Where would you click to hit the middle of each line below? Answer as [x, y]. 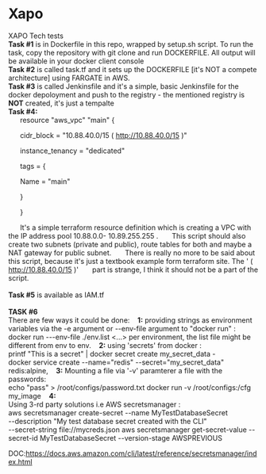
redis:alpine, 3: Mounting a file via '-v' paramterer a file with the [116, 370]
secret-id [23, 438]
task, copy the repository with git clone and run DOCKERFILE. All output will [132, 52]
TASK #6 [23, 312]
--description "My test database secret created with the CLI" [108, 421]
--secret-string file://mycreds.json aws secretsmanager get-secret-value [128, 430]
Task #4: [23, 111]
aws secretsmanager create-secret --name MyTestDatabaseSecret [118, 412]
